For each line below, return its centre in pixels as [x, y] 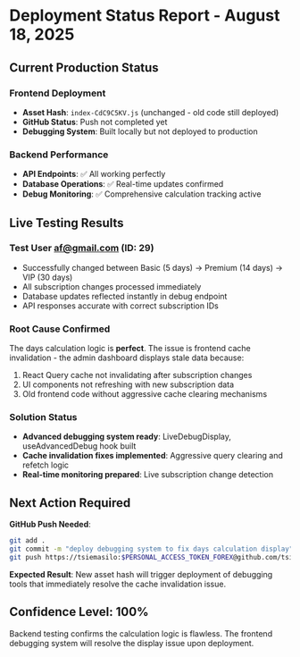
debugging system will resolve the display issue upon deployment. [132, 643]
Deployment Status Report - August [145, 16]
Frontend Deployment [58, 93]
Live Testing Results [67, 223]
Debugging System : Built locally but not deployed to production [140, 131]
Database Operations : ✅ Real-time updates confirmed [123, 184]
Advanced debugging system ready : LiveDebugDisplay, [127, 437]
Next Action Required [70, 503]
